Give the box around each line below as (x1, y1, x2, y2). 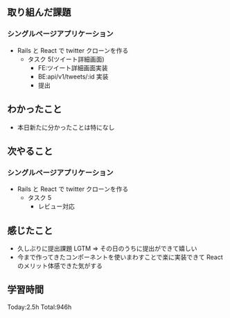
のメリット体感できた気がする (17, 262, 103, 269)
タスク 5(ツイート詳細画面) (27, 55, 105, 63)
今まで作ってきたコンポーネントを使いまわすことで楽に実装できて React (17, 253, 223, 261)
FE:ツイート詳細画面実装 (37, 63, 109, 72)
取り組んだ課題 (7, 6, 71, 19)
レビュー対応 (37, 202, 75, 210)
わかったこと (7, 103, 62, 115)
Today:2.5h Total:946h (7, 303, 72, 311)
